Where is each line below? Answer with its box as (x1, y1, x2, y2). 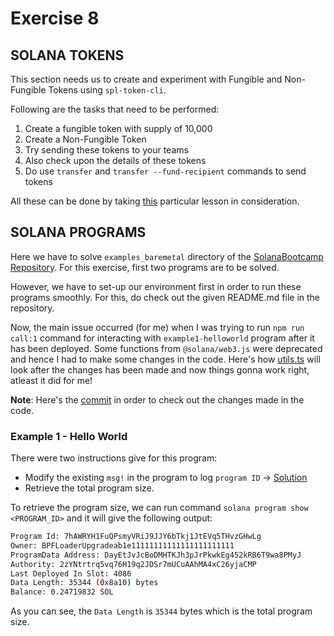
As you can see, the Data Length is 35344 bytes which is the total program (10, 605, 313, 617)
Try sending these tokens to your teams (24, 144, 189, 156)
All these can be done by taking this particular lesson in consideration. (10, 195, 300, 207)
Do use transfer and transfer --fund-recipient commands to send (24, 165, 307, 177)
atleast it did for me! (10, 374, 93, 386)
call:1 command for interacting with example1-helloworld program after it (10, 332, 315, 344)
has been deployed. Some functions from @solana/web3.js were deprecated (10, 342, 323, 354)
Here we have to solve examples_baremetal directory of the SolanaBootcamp (10, 250, 324, 262)
